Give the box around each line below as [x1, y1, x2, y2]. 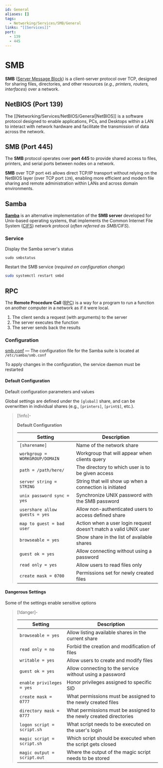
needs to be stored [66, 754, 110, 761]
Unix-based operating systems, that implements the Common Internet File [5, 218, 153, 224]
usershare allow [19, 506, 57, 512]
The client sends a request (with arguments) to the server [12, 314, 128, 320]
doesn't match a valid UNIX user [76, 525, 150, 532]
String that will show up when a [76, 477, 147, 484]
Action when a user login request [76, 520, 151, 526]
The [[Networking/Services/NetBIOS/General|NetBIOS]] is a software [5, 113, 144, 119]
